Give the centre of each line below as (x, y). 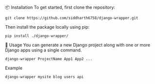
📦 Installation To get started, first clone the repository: (60, 7)
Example (14, 68)
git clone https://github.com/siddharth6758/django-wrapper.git (72, 18)
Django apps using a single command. (43, 50)
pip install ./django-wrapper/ (37, 36)
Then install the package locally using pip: (47, 27)
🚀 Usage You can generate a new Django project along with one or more (77, 45)
